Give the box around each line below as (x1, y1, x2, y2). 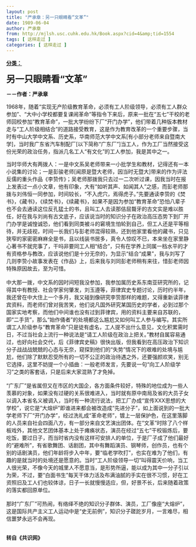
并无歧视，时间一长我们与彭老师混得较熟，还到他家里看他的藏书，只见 (16, 227, 189, 234)
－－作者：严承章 (6, 90, 48, 97)
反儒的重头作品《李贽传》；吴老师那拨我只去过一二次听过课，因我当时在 (6, 175, 181, 183)
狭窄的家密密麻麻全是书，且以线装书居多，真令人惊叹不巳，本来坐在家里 (6, 235, 183, 242)
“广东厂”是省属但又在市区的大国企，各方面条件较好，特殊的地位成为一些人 (6, 382, 189, 389)
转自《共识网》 (6, 534, 43, 541)
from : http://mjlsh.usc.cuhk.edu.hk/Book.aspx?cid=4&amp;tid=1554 (6, 31, 175, 37)
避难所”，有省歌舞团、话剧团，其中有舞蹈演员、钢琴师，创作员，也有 (14, 441, 183, 449)
